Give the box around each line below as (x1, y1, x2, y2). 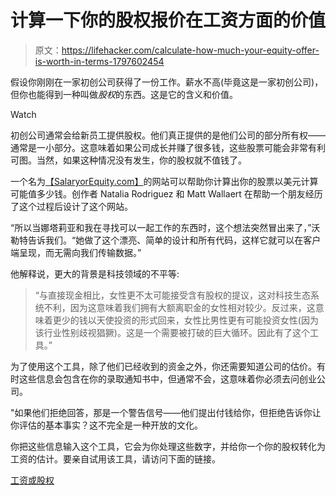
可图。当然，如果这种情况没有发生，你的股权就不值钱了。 (10, 154, 247, 166)
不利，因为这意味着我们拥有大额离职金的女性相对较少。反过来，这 (43, 301, 316, 313)
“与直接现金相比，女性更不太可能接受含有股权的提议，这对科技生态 (34, 289, 311, 301)
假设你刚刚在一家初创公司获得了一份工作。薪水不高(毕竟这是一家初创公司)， (10, 76, 324, 88)
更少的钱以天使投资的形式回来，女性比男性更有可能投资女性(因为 (52, 314, 319, 326)
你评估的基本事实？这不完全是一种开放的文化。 (10, 419, 203, 431)
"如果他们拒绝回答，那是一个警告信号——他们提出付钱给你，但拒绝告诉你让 (10, 406, 322, 418)
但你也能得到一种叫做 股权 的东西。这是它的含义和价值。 (10, 88, 238, 100)
